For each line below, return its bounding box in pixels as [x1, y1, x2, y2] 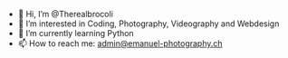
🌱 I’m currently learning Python [17, 28, 134, 38]
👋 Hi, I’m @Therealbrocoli [17, 9, 113, 19]
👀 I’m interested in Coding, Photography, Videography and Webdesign [17, 18, 280, 29]
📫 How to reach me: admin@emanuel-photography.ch [17, 38, 224, 49]
